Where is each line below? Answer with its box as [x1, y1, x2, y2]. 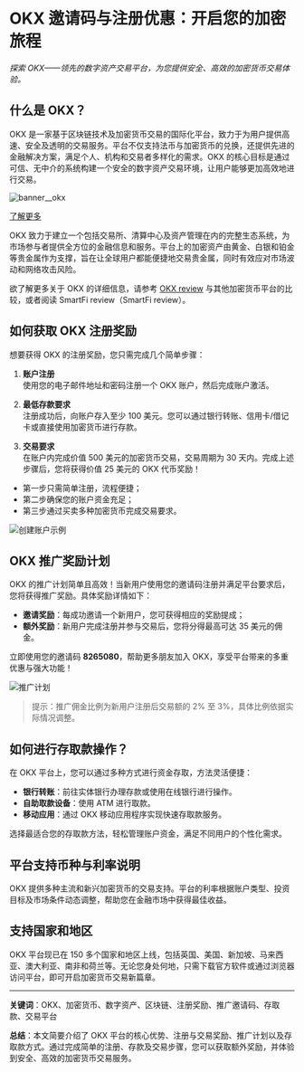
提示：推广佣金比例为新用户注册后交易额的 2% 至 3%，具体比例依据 [31, 701, 287, 712]
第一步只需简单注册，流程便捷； [22, 482, 142, 493]
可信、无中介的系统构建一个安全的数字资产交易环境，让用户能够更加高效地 [9, 162, 287, 173]
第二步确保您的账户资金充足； [22, 494, 134, 505]
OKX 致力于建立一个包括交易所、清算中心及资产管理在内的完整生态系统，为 [9, 230, 290, 241]
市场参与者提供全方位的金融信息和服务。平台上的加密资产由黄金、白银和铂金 [9, 241, 295, 251]
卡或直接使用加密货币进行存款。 [22, 422, 142, 432]
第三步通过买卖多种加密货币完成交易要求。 [22, 505, 182, 516]
